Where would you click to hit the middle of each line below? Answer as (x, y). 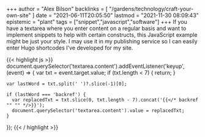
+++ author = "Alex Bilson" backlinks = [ (57, 9)
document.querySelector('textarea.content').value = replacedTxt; (98, 111)
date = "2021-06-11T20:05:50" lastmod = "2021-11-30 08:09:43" (117, 15)
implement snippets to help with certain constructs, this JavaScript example (102, 35)
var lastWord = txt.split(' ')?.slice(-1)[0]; (67, 84)
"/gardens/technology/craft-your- (151, 9)
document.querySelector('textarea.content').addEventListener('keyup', (95, 66)
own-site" (19, 15)
